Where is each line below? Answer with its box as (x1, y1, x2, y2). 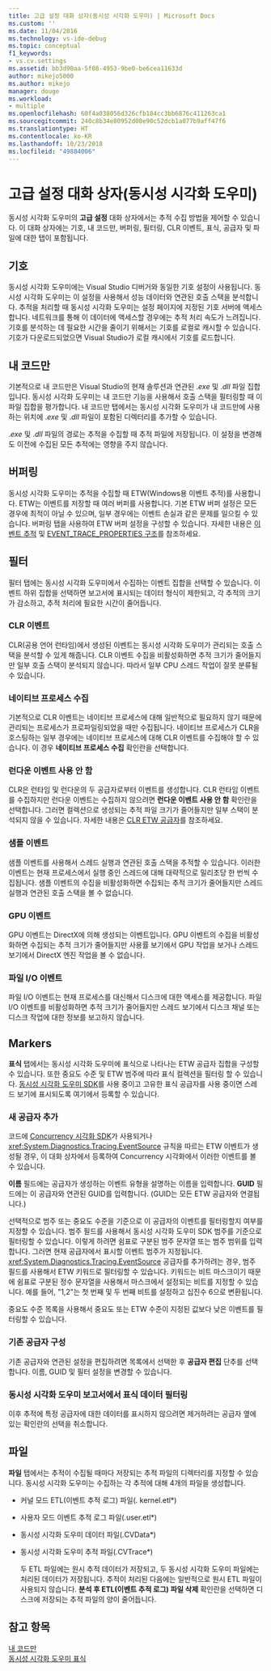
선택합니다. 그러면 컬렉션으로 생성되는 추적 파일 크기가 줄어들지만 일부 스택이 (8, 805, 251, 815)
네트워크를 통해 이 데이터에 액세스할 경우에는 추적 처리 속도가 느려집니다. (32, 312, 261, 322)
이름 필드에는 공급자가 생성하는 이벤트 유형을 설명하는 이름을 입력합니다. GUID (8, 1179, 255, 1189)
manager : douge (8, 87, 60, 95)
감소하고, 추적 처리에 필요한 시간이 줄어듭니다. (16, 598, 162, 608)
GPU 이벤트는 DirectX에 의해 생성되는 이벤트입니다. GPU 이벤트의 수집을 (8, 930, 239, 939)
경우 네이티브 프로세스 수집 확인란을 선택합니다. (40, 743, 189, 753)
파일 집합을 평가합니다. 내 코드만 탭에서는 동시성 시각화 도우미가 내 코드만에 (8, 401, 246, 411)
